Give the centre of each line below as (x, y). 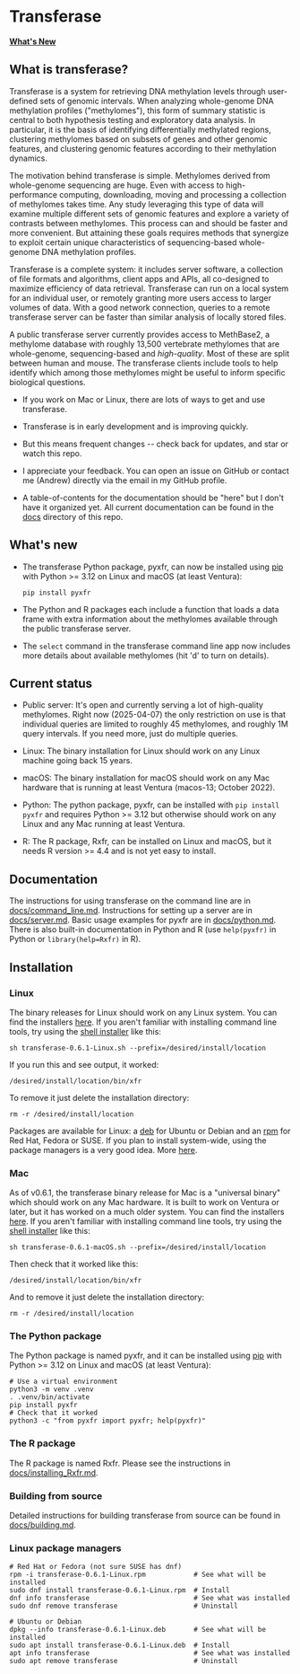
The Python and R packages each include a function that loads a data (150, 609)
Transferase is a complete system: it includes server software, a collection (146, 269)
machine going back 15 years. (77, 761)
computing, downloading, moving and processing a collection (173, 194)
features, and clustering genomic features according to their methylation (143, 148)
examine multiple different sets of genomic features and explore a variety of (149, 214)
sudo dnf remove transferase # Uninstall (124, 1606)
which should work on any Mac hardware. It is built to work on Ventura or (144, 1203)
